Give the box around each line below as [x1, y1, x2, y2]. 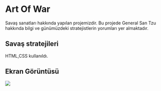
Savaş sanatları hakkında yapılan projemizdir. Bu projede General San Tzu [5, 20, 156, 26]
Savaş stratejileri [5, 40, 59, 48]
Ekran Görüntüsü [5, 67, 59, 76]
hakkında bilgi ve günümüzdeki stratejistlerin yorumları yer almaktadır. [5, 25, 149, 31]
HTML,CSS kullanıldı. [5, 53, 48, 59]
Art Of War [5, 3, 51, 15]
